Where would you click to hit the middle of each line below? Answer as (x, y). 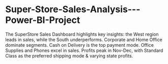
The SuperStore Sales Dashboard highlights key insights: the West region (82, 34)
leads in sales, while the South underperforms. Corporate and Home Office (84, 40)
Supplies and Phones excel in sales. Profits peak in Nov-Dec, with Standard (84, 50)
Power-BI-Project (43, 20)
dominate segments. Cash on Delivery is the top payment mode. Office (80, 45)
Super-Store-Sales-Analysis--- (73, 9)
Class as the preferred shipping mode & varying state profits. (69, 56)
